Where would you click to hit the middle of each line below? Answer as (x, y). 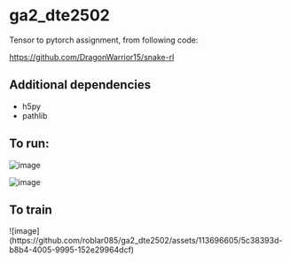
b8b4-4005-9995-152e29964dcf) (72, 250)
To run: (29, 144)
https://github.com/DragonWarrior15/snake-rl (92, 57)
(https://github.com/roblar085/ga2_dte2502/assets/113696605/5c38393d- (146, 241)
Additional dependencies (80, 85)
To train (31, 209)
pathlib (35, 115)
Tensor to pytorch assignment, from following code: (104, 40)
